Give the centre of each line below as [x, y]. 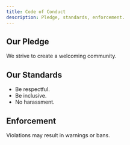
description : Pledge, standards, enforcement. [66, 17]
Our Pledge [28, 42]
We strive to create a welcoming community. [61, 56]
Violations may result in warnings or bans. [58, 135]
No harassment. [35, 102]
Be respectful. [32, 89]
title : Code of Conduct [36, 12]
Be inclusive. [31, 96]
